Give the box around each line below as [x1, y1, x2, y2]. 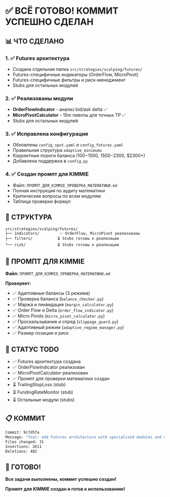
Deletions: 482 [5, 448, 37, 454]
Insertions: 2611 [5, 444, 42, 449]
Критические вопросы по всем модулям [12, 193, 101, 199]
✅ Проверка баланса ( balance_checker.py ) [12, 296, 104, 302]
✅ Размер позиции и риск [12, 330, 69, 336]
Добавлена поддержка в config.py [12, 158, 89, 164]
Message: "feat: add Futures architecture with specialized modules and [5, 434, 162, 440]
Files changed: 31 [5, 439, 44, 444]
